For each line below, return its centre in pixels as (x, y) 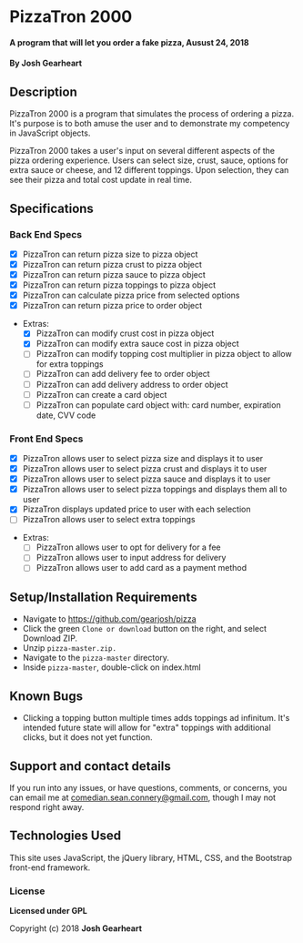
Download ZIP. (50, 638)
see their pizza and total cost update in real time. (101, 180)
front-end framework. (50, 867)
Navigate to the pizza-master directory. (96, 658)
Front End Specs (46, 439)
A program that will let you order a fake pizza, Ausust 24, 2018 (129, 42)
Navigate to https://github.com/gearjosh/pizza (109, 619)
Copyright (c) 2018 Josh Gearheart (76, 928)
